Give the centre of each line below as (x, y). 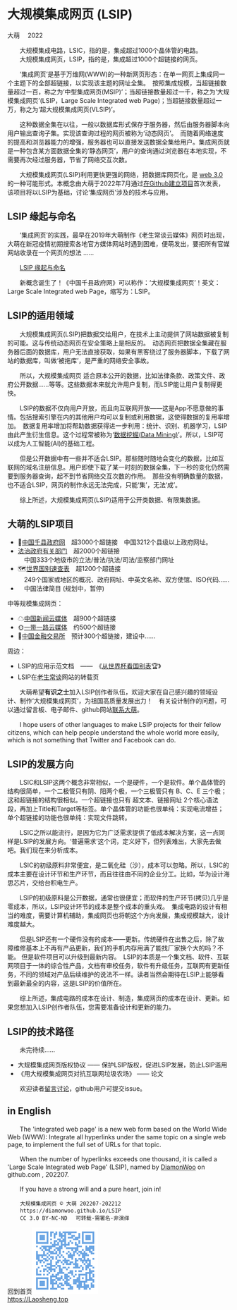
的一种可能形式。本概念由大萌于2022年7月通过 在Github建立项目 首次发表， (116, 183)
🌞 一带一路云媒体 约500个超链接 (67, 628)
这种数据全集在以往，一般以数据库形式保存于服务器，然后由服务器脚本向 (124, 124)
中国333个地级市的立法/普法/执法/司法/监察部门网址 (99, 560)
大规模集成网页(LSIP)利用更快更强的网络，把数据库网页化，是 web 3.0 (121, 174)
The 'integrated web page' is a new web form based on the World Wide (123, 1129)
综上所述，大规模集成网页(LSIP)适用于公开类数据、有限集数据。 (112, 500)
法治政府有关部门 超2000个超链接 (68, 551)
